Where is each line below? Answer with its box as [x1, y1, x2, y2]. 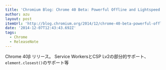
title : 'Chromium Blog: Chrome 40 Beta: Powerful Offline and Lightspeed [5, 7, 161, 12]
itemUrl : [5, 21, 23, 26]
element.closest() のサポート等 [5, 60, 69, 66]
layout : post [5, 16, 32, 21]
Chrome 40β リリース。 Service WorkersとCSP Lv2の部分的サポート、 [5, 53, 149, 59]
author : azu [5, 12, 30, 17]
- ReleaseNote [9, 39, 39, 44]
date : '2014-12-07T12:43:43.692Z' [5, 26, 77, 31]
